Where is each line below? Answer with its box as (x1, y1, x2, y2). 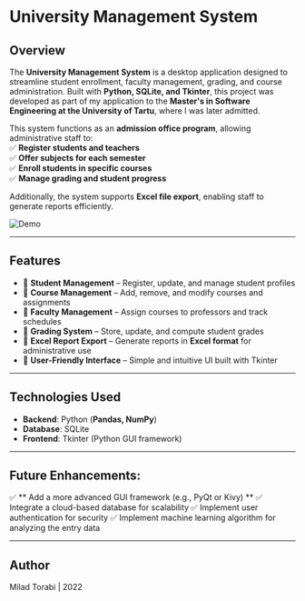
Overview (9, 43, 66, 58)
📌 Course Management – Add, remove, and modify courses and (22, 286, 263, 297)
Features (9, 253, 61, 269)
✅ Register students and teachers (9, 143, 141, 153)
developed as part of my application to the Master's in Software (9, 95, 251, 106)
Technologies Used (9, 389, 121, 406)
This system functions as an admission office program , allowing (9, 123, 251, 134)
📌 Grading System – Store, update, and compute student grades (22, 326, 265, 336)
